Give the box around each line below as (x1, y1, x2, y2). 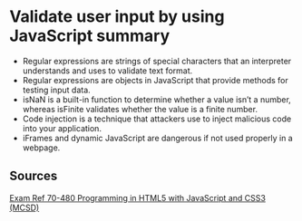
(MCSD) (9, 202, 40, 213)
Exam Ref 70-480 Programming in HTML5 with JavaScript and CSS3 (9, 192, 266, 203)
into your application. (22, 122, 102, 133)
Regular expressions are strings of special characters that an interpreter (22, 55, 292, 66)
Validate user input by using (9, 6, 225, 27)
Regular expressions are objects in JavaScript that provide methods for (22, 74, 288, 85)
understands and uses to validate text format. (22, 65, 193, 76)
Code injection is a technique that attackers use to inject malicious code (22, 113, 292, 124)
